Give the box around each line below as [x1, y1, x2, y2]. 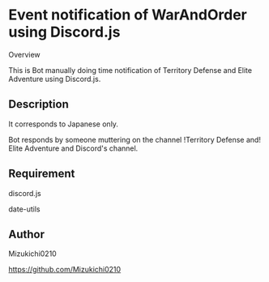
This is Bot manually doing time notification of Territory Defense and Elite [8, 65, 253, 75]
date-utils [8, 204, 41, 214]
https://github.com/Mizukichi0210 [8, 265, 122, 275]
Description [8, 97, 69, 111]
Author [8, 227, 45, 241]
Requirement [8, 167, 75, 181]
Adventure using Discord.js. [8, 74, 101, 83]
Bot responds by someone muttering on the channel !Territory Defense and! [8, 135, 262, 144]
